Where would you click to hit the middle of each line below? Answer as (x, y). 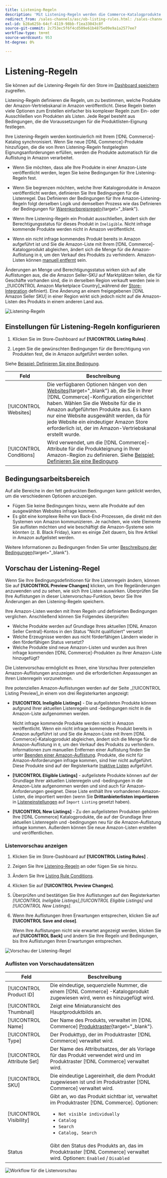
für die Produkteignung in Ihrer (104, 448)
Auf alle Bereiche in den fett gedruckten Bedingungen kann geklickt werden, (83, 491)
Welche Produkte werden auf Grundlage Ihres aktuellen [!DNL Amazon (84, 626)
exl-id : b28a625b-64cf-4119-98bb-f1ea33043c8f (54, 24)
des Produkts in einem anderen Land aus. (61, 301)
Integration (16, 291)
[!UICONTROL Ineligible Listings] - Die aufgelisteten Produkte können (84, 703)
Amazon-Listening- (141, 198)
